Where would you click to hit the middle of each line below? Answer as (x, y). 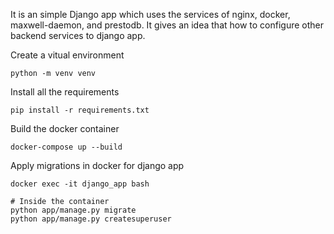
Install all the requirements (65, 92)
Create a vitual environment (67, 55)
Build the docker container (65, 128)
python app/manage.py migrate (73, 210)
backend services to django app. (78, 35)
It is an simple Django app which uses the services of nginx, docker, (150, 14)
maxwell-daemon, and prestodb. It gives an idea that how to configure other (167, 25)
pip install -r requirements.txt (80, 110)
